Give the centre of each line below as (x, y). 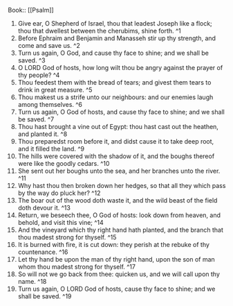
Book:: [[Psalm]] (31, 10)
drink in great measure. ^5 (55, 90)
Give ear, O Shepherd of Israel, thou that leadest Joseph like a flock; (115, 23)
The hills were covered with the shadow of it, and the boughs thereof (116, 156)
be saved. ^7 (36, 119)
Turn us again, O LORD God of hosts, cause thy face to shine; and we (116, 289)
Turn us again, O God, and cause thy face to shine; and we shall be (113, 53)
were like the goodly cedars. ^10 (64, 163)
